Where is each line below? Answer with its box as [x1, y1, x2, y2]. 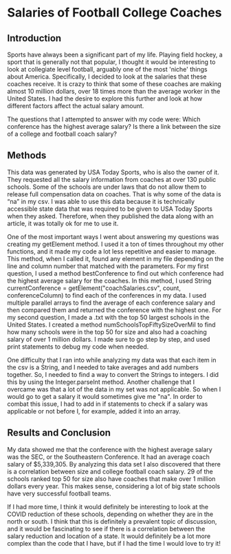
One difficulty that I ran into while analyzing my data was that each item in [7, 356, 217, 364]
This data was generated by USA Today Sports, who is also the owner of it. [7, 167, 220, 176]
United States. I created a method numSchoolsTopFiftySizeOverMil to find [7, 320, 216, 329]
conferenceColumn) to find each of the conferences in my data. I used [7, 291, 207, 299]
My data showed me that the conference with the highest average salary [7, 445, 213, 453]
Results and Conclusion [7, 427, 111, 439]
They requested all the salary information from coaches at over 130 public [7, 175, 217, 183]
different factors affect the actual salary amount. [7, 102, 144, 110]
